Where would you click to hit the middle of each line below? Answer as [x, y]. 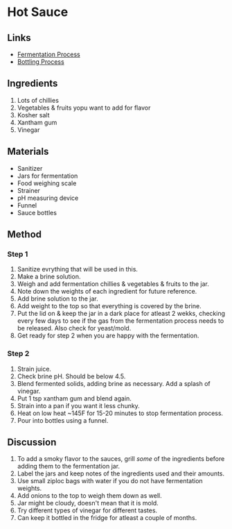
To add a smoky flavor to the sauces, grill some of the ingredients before [121, 459]
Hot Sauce [38, 12]
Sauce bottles [37, 212]
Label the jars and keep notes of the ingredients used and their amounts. [121, 473]
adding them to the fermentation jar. [68, 467]
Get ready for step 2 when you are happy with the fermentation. [108, 336]
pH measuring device [48, 198]
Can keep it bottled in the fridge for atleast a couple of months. [107, 518]
